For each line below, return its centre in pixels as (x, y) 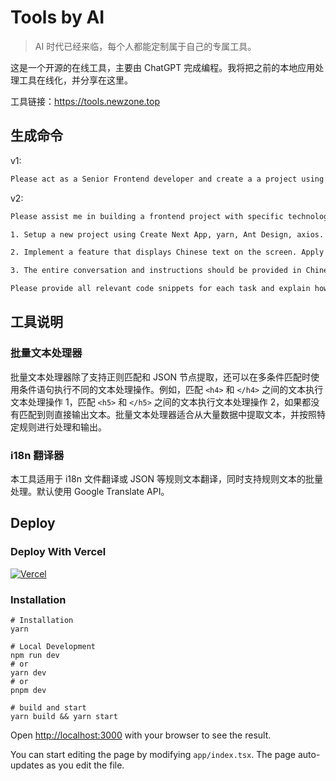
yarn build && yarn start (64, 716)
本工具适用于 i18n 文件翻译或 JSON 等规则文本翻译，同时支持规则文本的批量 (166, 478)
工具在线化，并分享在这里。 (75, 80)
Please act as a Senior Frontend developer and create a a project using (167, 179)
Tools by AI (57, 17)
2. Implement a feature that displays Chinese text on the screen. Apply (167, 252)
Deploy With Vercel (58, 552)
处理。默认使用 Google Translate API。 (90, 491)
